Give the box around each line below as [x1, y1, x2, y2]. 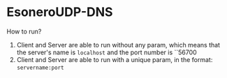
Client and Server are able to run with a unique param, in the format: [16, 55, 213, 63]
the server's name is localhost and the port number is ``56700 [16, 48, 197, 56]
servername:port [16, 64, 64, 71]
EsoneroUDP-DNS [6, 4, 113, 20]
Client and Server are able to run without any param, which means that [16, 40, 221, 49]
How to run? [6, 27, 42, 36]
